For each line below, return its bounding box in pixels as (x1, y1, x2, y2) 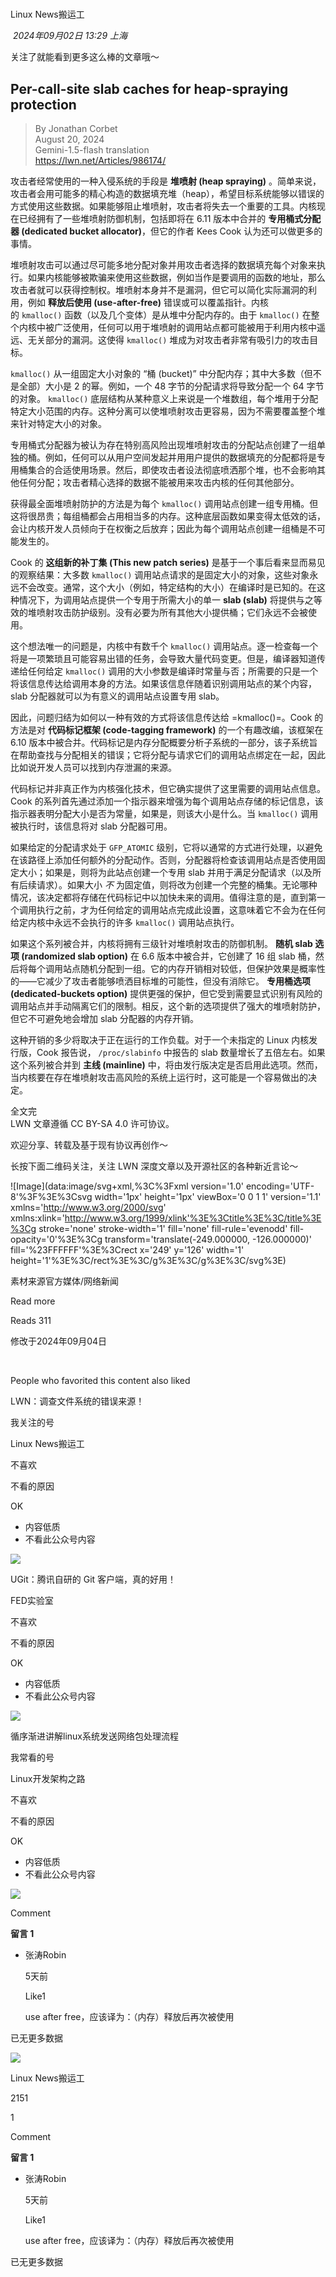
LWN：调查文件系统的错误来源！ (10, 1395, 145, 1407)
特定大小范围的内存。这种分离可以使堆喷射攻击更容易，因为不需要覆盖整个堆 (10, 405, 326, 417)
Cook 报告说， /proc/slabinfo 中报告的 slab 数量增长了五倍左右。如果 (36, 1047, 326, 1058)
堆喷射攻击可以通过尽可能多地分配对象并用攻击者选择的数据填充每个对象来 (10, 259, 317, 271)
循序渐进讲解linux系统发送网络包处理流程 (10, 1730, 179, 1742)
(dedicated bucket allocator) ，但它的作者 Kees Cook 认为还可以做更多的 (21, 225, 323, 237)
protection (10, 96, 77, 113)
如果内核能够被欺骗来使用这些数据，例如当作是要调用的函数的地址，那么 (27, 272, 326, 283)
